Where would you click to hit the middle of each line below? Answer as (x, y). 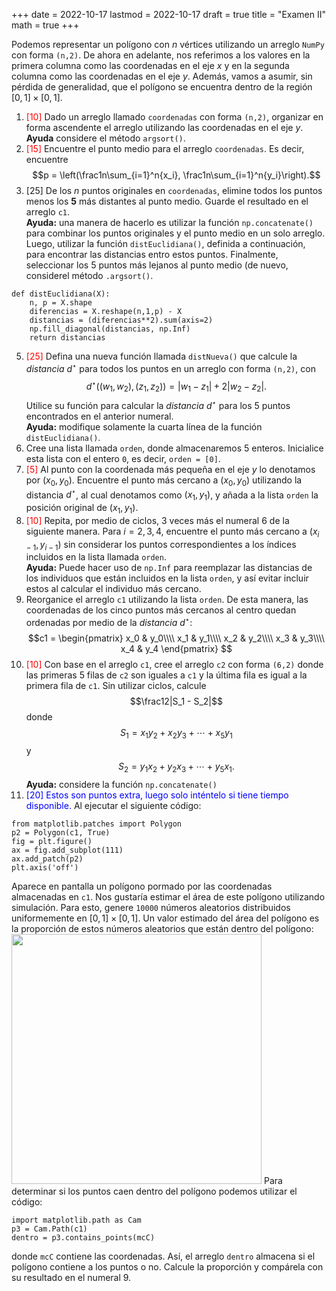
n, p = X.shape (61, 303)
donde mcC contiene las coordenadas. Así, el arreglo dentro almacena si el (163, 1256)
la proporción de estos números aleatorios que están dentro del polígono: (162, 928)
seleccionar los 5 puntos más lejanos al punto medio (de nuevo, (157, 265)
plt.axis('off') (45, 867)
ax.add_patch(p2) (47, 859)
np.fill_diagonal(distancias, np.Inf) (110, 329)
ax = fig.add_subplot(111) (67, 850)
